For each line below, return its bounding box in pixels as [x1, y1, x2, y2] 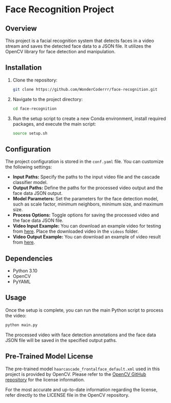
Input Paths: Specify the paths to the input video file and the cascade [12, 174, 160, 180]
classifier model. [12, 179, 48, 186]
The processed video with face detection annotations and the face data [5, 332, 156, 338]
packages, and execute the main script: [12, 120, 96, 127]
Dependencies [5, 254, 53, 263]
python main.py [5, 322, 38, 328]
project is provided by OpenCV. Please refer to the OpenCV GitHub [5, 371, 146, 377]
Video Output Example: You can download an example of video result [12, 234, 161, 240]
